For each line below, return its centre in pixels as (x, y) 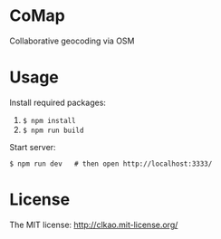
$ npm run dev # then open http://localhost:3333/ (111, 164)
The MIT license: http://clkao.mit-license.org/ (94, 225)
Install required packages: (58, 102)
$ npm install (49, 120)
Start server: (33, 147)
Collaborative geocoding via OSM (72, 41)
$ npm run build (53, 130)
